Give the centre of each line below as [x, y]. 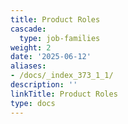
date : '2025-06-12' [51, 57]
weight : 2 [31, 47]
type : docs [33, 103]
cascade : [28, 29]
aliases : [28, 66]
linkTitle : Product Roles [64, 94]
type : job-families [60, 38]
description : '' [44, 85]
